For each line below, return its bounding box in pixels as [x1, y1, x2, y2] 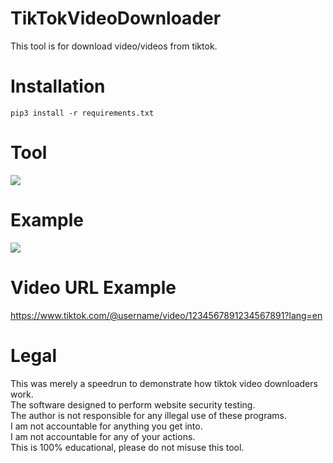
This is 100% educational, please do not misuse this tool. [10, 441, 245, 453]
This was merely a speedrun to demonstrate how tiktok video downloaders [10, 377, 318, 389]
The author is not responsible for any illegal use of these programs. [10, 409, 288, 421]
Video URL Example [10, 276, 177, 299]
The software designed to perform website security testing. [10, 398, 256, 411]
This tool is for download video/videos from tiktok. [10, 40, 218, 52]
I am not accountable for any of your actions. [10, 430, 196, 442]
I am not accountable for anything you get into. [10, 420, 203, 432]
